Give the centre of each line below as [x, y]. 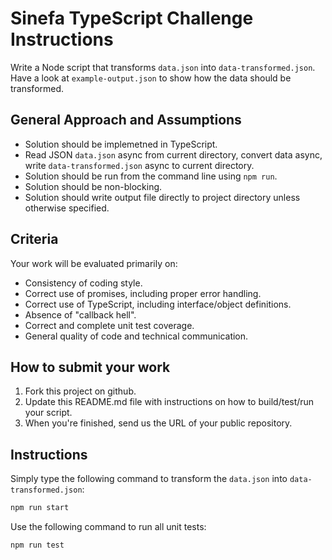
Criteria [34, 239]
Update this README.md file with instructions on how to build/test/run [169, 402]
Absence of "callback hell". [80, 314]
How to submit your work [90, 367]
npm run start [40, 508]
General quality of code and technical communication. [136, 336]
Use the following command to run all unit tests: [108, 527]
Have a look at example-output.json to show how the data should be [151, 78]
